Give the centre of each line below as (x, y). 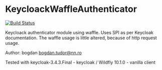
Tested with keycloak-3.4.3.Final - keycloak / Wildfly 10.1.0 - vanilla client (80, 62)
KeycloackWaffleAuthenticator (71, 9)
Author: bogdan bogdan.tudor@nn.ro (43, 53)
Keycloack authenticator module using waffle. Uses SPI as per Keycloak (79, 32)
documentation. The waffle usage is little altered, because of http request (81, 38)
